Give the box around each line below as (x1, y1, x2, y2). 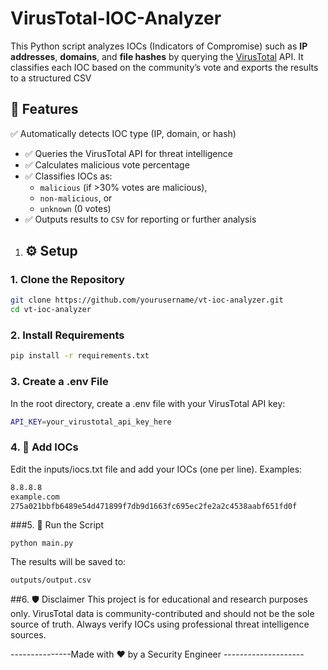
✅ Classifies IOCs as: (24, 170, 113, 182)
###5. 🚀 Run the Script (10, 519, 105, 531)
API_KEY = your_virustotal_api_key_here (10, 417, 172, 427)
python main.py (10, 538, 74, 549)
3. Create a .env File (10, 375, 109, 389)
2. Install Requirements (10, 328, 125, 342)
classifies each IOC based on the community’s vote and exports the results (10, 61, 319, 73)
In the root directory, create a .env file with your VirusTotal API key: (10, 397, 286, 409)
